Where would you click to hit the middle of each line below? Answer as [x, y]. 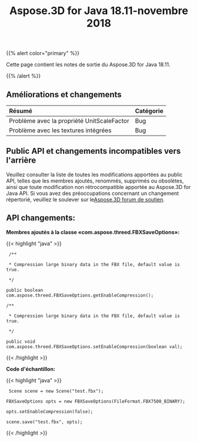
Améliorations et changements [64, 94]
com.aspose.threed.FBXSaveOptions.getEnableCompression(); [80, 295]
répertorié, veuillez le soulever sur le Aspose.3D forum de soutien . [85, 199]
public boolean [25, 290]
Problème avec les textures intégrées [60, 130]
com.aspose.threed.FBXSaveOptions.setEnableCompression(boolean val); [94, 347]
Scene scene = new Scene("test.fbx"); [56, 391]
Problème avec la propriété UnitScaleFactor [69, 121]
